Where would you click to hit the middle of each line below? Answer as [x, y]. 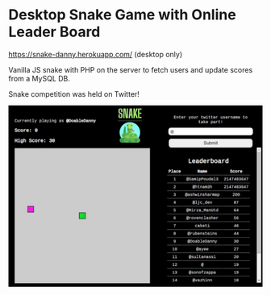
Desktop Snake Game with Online [122, 15]
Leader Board [54, 32]
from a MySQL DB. [40, 78]
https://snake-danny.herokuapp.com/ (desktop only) [96, 54]
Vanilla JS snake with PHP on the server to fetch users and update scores [131, 69]
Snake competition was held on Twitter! [74, 93]
